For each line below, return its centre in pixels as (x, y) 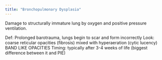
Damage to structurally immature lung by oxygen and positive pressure (76, 23)
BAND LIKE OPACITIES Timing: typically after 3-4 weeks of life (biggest (76, 48)
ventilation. (16, 28)
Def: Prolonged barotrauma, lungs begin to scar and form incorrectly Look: (80, 37)
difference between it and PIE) (35, 53)
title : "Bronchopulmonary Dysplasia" (43, 9)
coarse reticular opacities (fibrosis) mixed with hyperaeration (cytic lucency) (81, 42)
